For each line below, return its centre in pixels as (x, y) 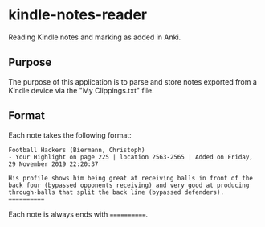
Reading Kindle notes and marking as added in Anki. (95, 37)
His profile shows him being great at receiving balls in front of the (130, 178)
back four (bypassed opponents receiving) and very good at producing (129, 185)
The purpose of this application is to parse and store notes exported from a (132, 81)
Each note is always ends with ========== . (78, 214)
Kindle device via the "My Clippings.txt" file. (81, 90)
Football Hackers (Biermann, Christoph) (77, 150)
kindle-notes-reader (77, 15)
